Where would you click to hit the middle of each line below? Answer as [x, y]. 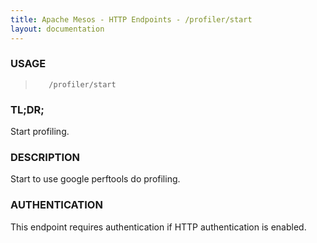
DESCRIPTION [45, 158]
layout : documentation [57, 29]
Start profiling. [40, 132]
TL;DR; [27, 109]
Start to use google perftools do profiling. [95, 179]
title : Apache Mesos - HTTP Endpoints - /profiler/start [131, 19]
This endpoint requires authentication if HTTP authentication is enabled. [158, 227]
